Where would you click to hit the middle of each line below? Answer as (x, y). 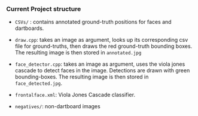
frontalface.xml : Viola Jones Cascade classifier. (75, 95)
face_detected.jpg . (39, 83)
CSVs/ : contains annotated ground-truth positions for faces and (93, 22)
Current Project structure (44, 9)
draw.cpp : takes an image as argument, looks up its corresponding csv (101, 40)
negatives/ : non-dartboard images (57, 106)
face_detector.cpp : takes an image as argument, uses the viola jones (100, 64)
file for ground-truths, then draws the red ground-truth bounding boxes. (103, 46)
